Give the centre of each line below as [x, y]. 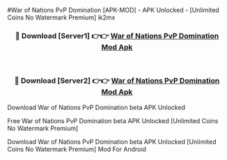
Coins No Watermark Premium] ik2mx [61, 17]
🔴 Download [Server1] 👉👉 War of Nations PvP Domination [117, 35]
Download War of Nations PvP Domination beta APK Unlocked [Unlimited [112, 141]
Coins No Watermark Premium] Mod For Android [77, 149]
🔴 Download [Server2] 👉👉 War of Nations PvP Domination [117, 81]
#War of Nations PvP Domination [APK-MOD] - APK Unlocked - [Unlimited [113, 10]
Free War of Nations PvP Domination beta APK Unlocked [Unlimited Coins [113, 120]
